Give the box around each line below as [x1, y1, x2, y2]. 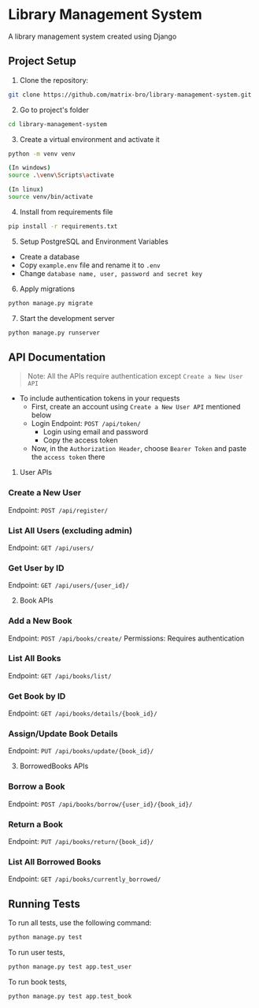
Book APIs [19, 595, 54, 605]
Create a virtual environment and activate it [19, 134, 160, 144]
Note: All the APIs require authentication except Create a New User [27, 371, 244, 381]
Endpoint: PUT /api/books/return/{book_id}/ [8, 836, 154, 846]
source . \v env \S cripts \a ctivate [8, 171, 114, 179]
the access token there [31, 452, 105, 462]
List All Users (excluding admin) [8, 525, 132, 536]
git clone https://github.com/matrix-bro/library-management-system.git [8, 91, 252, 99]
